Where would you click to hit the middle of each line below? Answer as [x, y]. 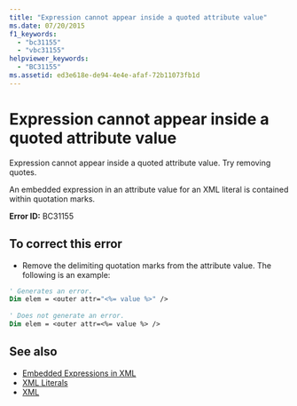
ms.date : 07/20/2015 [47, 26]
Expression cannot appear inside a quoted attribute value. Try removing [140, 163]
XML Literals [45, 382]
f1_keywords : [33, 34]
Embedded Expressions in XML [79, 373]
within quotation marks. [52, 199]
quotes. [23, 172]
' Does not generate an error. [67, 316]
